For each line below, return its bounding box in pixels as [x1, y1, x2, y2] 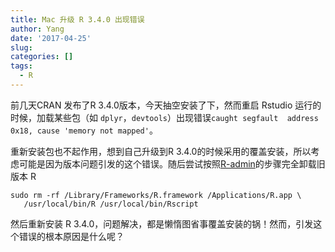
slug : [10, 42, 33, 53]
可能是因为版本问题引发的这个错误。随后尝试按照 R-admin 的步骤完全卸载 [18, 157, 317, 170]
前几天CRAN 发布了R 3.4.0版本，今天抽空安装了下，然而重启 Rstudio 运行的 [10, 99, 322, 111]
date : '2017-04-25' [10, 33, 92, 43]
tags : [10, 61, 33, 71]
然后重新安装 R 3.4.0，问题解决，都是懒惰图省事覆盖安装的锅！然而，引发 [10, 217, 314, 230]
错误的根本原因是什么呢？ [18, 230, 125, 242]
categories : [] [10, 52, 74, 62]
